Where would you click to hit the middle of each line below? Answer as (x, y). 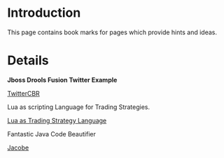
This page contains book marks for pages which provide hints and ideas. (112, 32)
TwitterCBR (23, 93)
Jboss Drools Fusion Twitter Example (62, 80)
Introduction (44, 13)
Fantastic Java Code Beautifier (51, 134)
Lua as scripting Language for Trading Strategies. (79, 107)
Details (28, 60)
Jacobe (18, 148)
